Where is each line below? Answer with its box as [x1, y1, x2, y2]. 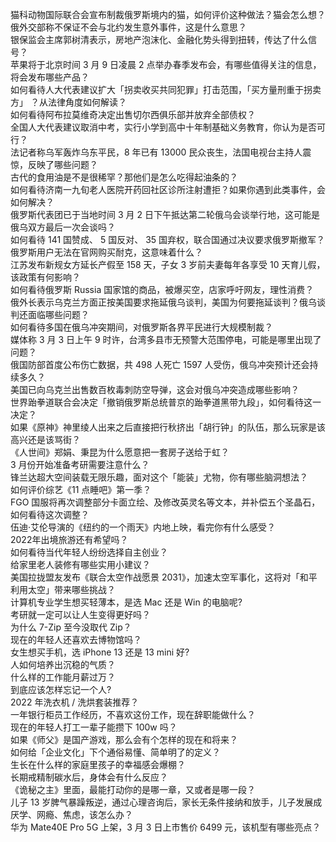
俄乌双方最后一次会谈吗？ [10, 221, 116, 233]
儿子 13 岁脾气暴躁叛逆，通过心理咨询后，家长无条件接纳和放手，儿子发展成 [10, 796, 323, 808]
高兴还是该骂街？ [10, 434, 81, 445]
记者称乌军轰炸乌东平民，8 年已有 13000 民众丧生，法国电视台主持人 [18, 146, 303, 158]
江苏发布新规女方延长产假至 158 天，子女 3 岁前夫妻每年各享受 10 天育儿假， [10, 259, 326, 270]
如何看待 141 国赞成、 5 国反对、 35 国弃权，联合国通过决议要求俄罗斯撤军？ [10, 234, 326, 245]
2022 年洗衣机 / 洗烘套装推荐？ [10, 696, 140, 708]
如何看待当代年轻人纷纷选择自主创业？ [10, 546, 168, 558]
